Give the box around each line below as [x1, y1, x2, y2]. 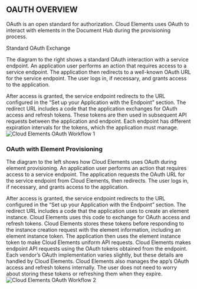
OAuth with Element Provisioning [6, 145, 103, 153]
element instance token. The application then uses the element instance [6, 233, 181, 240]
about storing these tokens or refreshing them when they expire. [6, 270, 163, 277]
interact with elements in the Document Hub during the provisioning [6, 27, 171, 34]
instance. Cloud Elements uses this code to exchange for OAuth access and [6, 214, 191, 221]
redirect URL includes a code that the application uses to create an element [6, 207, 189, 215]
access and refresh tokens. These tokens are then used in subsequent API [6, 111, 187, 118]
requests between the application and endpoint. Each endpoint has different [6, 118, 191, 125]
